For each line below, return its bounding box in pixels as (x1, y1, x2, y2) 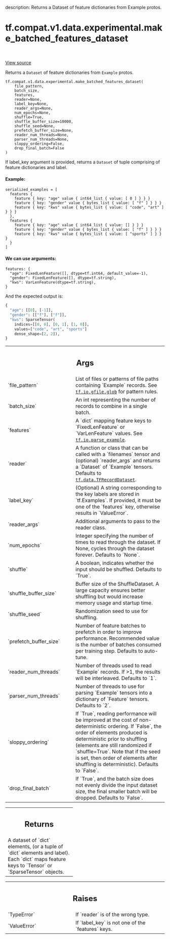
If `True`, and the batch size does (75, 775, 154, 782)
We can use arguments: (5, 255, 57, 261)
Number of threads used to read (75, 662, 152, 669)
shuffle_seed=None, (14, 124, 56, 129)
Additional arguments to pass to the (75, 517, 160, 524)
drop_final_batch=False (14, 145, 65, 151)
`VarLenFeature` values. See (75, 430, 143, 437)
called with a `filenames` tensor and (75, 451, 160, 458)
